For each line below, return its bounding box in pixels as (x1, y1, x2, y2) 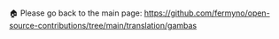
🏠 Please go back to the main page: (9, 8, 143, 18)
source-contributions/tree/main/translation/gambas (9, 21, 198, 30)
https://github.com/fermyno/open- (143, 8, 270, 18)
